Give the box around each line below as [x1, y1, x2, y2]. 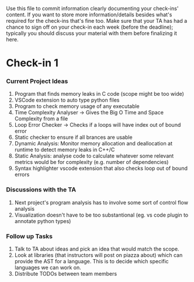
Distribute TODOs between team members [14, 270, 117, 277]
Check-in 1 [6, 57, 58, 69]
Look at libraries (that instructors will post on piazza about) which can [14, 252, 183, 259]
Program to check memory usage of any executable [14, 103, 140, 110]
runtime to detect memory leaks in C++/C [14, 146, 115, 154]
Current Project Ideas [6, 77, 68, 85]
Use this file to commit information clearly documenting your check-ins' [6, 5, 179, 12]
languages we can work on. [14, 264, 82, 271]
